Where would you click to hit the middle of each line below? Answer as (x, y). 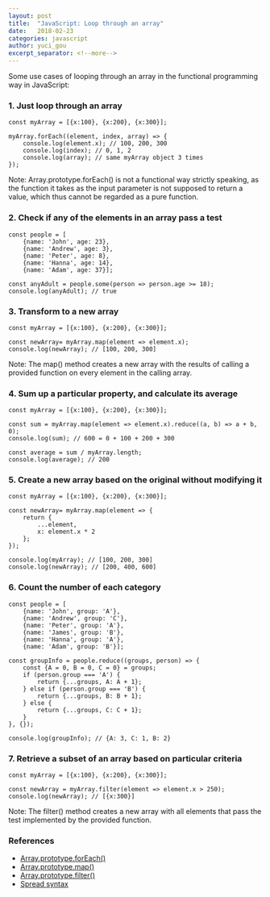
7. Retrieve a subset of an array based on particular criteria (125, 758)
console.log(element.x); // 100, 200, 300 (95, 144)
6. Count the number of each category (85, 587)
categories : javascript (48, 38)
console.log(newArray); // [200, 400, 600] (83, 567)
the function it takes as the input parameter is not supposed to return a (126, 188)
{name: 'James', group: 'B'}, (74, 632)
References (31, 841)
